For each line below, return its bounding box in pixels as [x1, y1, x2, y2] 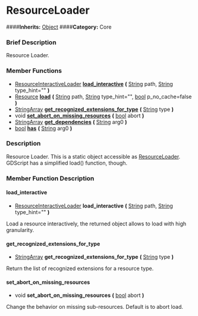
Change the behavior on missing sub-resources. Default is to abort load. [6, 303, 183, 311]
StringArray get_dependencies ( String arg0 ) [14, 118, 127, 125]
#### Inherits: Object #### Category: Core [6, 23, 112, 30]
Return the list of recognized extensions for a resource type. [6, 265, 154, 272]
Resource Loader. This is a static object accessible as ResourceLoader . [6, 153, 181, 160]
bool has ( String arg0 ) [14, 125, 73, 132]
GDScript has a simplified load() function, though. [6, 159, 128, 166]
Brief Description [6, 38, 56, 47]
